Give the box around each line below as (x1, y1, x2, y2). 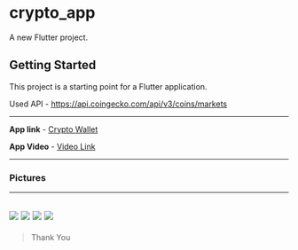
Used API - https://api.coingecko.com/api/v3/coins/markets (9, 98, 228, 109)
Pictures (9, 171, 47, 184)
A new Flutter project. (9, 32, 89, 43)
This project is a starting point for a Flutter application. (9, 81, 208, 91)
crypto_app (9, 3, 96, 23)
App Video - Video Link (9, 141, 96, 152)
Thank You (30, 231, 71, 242)
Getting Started (9, 58, 97, 73)
